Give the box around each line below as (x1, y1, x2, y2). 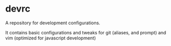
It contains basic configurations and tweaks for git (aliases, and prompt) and (5, 29, 166, 35)
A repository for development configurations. (5, 20, 101, 26)
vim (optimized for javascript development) (5, 35, 96, 41)
